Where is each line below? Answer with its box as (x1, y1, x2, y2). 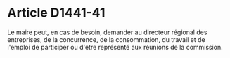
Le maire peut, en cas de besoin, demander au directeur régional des (7, 28, 207, 36)
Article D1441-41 (7, 5, 106, 21)
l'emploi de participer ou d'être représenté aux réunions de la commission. (7, 43, 223, 51)
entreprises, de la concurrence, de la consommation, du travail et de (7, 35, 205, 43)
